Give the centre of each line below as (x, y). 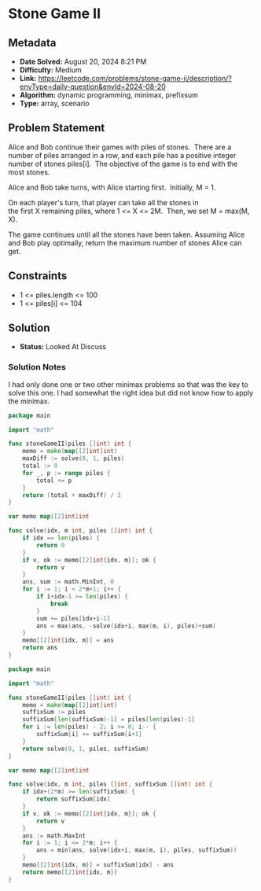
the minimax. (29, 401)
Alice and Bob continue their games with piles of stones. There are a (120, 147)
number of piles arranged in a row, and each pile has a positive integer (122, 155)
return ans (40, 648)
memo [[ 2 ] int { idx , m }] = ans (68, 641)
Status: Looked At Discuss (63, 347)
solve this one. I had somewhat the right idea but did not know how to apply (131, 392)
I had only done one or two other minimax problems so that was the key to (129, 384)
